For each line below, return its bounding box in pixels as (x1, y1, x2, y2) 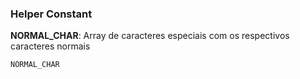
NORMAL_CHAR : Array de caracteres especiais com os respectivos (10, 30, 290, 42)
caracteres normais (10, 40, 91, 52)
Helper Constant (10, 7, 93, 21)
